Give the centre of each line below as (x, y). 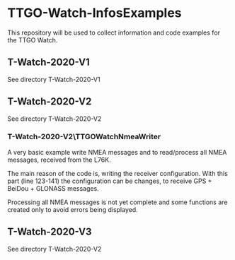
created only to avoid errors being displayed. (73, 209)
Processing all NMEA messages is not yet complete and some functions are (117, 202)
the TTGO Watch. (33, 40)
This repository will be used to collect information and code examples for (114, 32)
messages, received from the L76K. (59, 160)
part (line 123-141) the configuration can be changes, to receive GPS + (110, 181)
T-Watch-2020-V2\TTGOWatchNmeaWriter (84, 137)
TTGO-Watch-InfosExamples (94, 13)
